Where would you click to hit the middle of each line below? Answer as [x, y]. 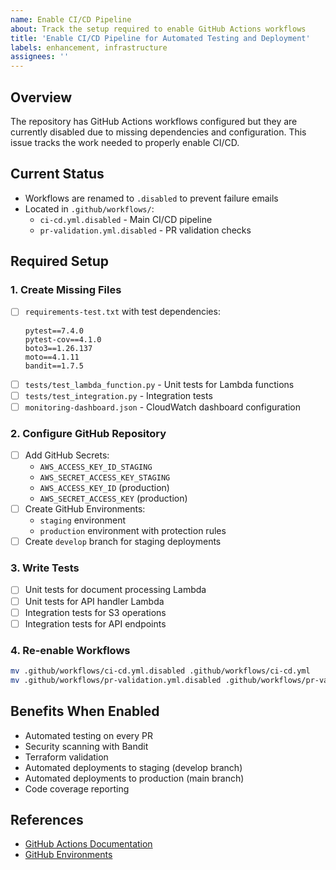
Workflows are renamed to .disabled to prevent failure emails [151, 198]
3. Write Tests [45, 568]
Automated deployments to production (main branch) [134, 778]
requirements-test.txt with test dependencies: [122, 312]
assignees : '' [40, 57]
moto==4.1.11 [52, 357]
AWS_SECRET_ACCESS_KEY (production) [113, 498]
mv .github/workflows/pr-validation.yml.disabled [116, 680]
